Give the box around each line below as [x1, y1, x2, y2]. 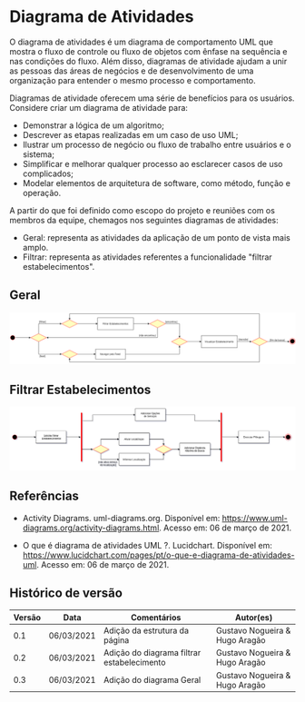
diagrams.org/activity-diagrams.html [22, 522, 160, 533]
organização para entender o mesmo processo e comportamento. [9, 74, 256, 85]
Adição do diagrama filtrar [103, 648, 202, 658]
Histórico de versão [9, 586, 123, 601]
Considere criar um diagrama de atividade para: [9, 102, 189, 113]
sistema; [22, 148, 54, 160]
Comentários [131, 611, 182, 623]
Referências [9, 489, 80, 504]
